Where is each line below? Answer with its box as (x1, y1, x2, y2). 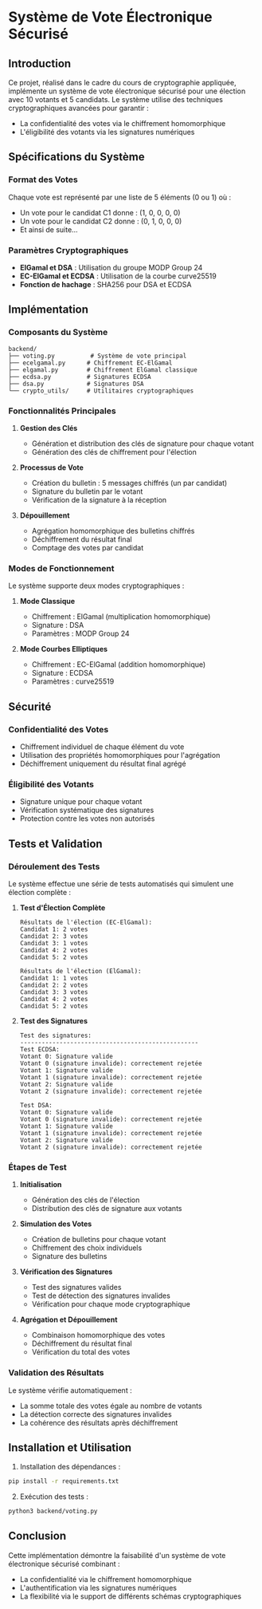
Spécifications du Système (8, 150, 145, 164)
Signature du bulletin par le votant (31, 487, 143, 496)
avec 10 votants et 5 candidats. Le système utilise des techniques (8, 95, 223, 104)
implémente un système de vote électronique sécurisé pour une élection (8, 86, 246, 96)
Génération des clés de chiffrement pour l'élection (31, 447, 197, 456)
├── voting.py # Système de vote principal (8, 352, 187, 360)
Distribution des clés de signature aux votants (31, 1204, 182, 1213)
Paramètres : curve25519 (31, 676, 115, 686)
